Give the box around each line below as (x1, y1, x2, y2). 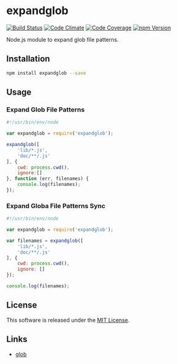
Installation (6, 53, 50, 64)
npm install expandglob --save (6, 70, 86, 76)
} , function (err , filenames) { (6, 176, 89, 182)
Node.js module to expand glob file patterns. (6, 36, 119, 43)
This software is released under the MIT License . (6, 316, 130, 323)
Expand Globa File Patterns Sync (6, 201, 106, 210)
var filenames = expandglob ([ (6, 238, 84, 244)
